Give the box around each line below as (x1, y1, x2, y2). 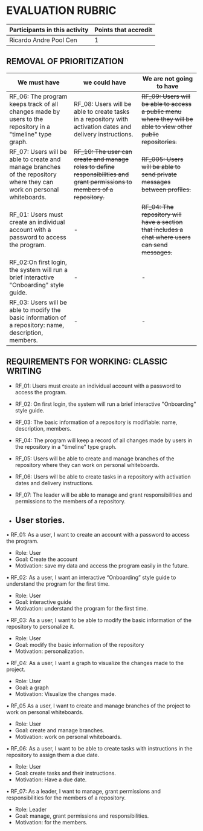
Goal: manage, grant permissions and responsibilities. (14, 812, 149, 819)
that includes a (141, 225, 183, 234)
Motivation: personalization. (14, 647, 85, 655)
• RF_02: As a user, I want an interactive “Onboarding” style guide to (6, 574, 176, 581)
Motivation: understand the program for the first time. (14, 605, 148, 612)
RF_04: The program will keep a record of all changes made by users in (14, 437, 192, 444)
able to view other (141, 122, 193, 131)
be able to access (141, 99, 192, 108)
